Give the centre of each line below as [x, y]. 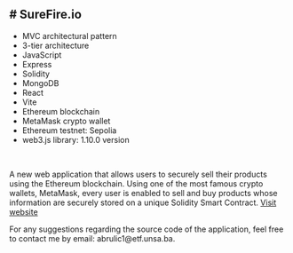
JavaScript [42, 55]
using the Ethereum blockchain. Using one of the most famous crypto [136, 183]
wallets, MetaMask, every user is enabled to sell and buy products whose [143, 193]
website [24, 211]
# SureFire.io [46, 15]
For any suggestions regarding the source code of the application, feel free [146, 229]
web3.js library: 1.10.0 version [76, 139]
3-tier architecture [55, 45]
